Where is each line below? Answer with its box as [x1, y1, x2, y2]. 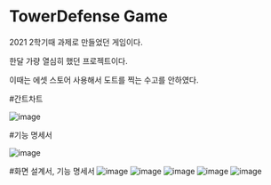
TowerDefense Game [9, 6, 169, 27]
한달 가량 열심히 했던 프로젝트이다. [9, 55, 128, 66]
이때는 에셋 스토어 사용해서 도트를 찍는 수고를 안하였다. [9, 74, 199, 85]
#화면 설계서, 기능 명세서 [9, 165, 95, 176]
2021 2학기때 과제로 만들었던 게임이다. [9, 36, 144, 47]
